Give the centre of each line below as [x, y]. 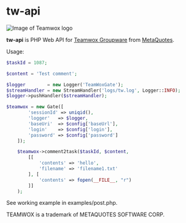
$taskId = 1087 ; [27, 63]
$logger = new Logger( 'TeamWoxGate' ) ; [65, 84]
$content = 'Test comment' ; [42, 74]
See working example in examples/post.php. [62, 203]
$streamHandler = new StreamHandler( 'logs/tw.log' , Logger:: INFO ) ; [94, 90]
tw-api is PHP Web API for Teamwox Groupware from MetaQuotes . [90, 39]
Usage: [15, 51]
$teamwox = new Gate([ [35, 107]
